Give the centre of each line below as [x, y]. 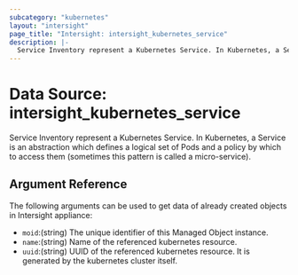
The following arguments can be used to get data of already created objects [148, 206]
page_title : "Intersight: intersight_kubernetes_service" [118, 34]
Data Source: [58, 94]
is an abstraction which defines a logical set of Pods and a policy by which [145, 147]
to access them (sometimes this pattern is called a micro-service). [130, 157]
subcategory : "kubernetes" [59, 17]
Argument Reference [68, 184]
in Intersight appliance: [51, 215]
